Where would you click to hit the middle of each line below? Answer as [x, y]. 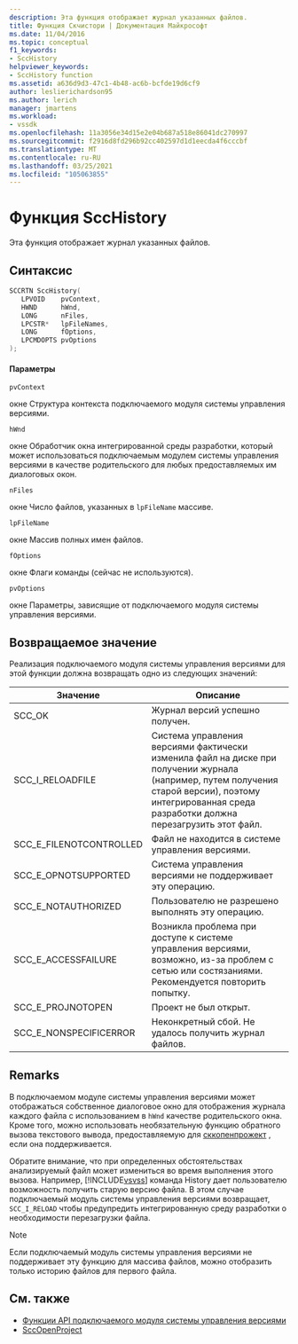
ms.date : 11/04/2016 [47, 34]
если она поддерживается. [61, 1144]
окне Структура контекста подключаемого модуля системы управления [147, 404]
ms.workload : [33, 116]
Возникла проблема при [204, 926]
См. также [40, 1299]
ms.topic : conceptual [49, 42]
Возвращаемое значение [83, 643]
